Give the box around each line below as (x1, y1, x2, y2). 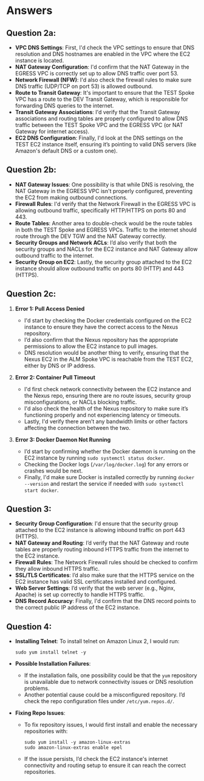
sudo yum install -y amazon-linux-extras (24, 739, 131, 746)
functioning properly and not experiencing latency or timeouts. (24, 411, 181, 418)
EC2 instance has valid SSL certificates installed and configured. (15, 578, 177, 585)
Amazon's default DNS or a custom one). (15, 147, 118, 154)
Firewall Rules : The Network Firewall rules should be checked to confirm (15, 559, 198, 566)
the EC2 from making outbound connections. (15, 194, 128, 201)
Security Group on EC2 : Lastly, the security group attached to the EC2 (15, 258, 192, 265)
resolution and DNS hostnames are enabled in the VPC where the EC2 (15, 50, 191, 58)
